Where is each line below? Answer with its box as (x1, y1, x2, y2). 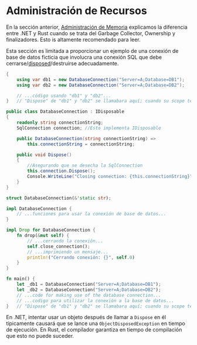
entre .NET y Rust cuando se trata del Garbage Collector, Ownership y (6, 29, 176, 36)
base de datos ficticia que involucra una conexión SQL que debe (6, 53, 162, 60)
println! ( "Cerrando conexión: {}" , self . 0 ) (27, 254, 135, 261)
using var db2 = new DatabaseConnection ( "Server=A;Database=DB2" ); (16, 82, 185, 88)
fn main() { (6, 276, 35, 282)
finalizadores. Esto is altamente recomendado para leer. (6, 36, 141, 43)
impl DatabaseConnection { (6, 205, 72, 212)
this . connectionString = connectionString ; (27, 141, 135, 147)
